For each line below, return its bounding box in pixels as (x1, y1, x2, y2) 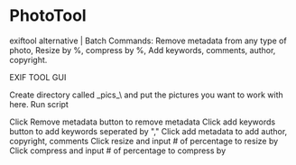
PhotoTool (9, 5, 88, 26)
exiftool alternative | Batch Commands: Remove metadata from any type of (9, 35, 287, 46)
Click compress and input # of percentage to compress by (9, 145, 227, 156)
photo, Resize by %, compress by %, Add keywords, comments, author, (9, 44, 276, 55)
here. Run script (9, 98, 69, 109)
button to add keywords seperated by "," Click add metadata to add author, (9, 125, 288, 136)
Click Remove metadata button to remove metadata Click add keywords (9, 116, 276, 127)
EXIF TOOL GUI (9, 71, 67, 82)
